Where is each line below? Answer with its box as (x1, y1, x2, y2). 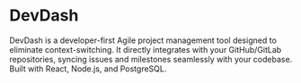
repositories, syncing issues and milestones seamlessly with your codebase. (9, 54, 293, 64)
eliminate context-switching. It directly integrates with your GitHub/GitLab (9, 44, 282, 54)
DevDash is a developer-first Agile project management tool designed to (9, 35, 277, 46)
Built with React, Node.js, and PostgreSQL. (9, 63, 167, 74)
